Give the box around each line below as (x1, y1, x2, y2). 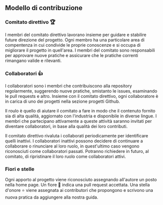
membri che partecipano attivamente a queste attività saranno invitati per (5, 118, 152, 124)
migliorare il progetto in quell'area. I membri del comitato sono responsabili (5, 47, 155, 53)
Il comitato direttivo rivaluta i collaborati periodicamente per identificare (5, 132, 148, 138)
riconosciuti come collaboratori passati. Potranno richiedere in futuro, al (5, 148, 149, 154)
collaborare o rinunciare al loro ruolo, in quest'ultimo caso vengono (5, 143, 140, 149)
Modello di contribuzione (5, 4, 83, 12)
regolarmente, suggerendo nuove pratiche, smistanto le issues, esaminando (5, 88, 157, 94)
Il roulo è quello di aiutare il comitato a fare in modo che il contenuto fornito (5, 108, 156, 113)
